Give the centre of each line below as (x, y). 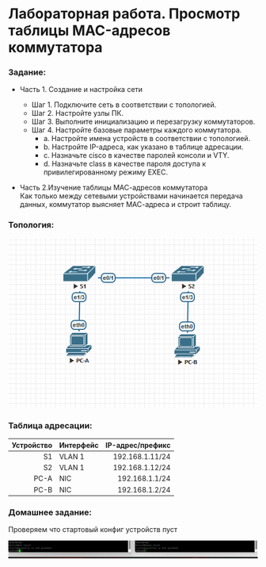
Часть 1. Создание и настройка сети (81, 90)
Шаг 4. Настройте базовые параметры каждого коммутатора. (137, 130)
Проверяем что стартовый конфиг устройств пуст (93, 530)
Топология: (31, 225)
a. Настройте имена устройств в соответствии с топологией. (147, 139)
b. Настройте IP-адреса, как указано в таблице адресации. (143, 147)
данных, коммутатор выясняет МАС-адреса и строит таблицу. (125, 205)
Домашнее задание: (50, 512)
